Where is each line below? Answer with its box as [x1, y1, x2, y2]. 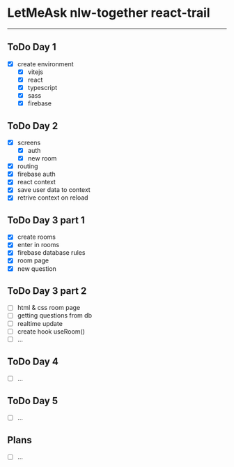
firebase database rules [17, 249, 86, 257]
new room [27, 154, 57, 163]
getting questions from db [17, 311, 93, 320]
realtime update [17, 319, 63, 327]
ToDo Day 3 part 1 [7, 214, 85, 226]
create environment [17, 59, 74, 68]
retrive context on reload [17, 193, 88, 202]
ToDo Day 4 [7, 356, 59, 368]
